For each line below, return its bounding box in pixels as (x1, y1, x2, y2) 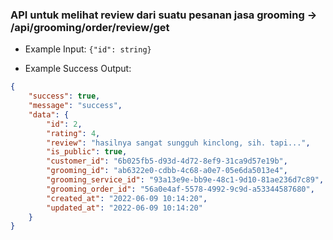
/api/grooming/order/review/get (10, 20, 170, 34)
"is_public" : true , (46, 147, 128, 157)
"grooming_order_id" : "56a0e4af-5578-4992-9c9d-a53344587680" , (46, 184, 315, 194)
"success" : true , (28, 91, 101, 102)
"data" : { (28, 109, 70, 120)
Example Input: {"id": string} (24, 43, 152, 55)
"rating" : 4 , (46, 128, 101, 138)
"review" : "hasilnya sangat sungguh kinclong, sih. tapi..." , (46, 138, 311, 148)
